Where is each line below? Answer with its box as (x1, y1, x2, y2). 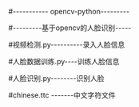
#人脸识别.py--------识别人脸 (8, 74, 105, 82)
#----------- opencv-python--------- (8, 7, 130, 16)
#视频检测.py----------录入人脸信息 (8, 40, 125, 49)
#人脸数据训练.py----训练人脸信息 (8, 57, 120, 66)
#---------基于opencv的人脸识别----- (8, 23, 132, 32)
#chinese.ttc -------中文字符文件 (8, 90, 116, 100)
